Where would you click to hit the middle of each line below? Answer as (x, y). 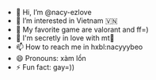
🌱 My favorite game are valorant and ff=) (82, 29)
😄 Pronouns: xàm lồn (51, 58)
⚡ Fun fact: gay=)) (45, 67)
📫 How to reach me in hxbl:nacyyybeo (79, 47)
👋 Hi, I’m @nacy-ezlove (54, 12)
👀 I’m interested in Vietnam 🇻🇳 (67, 21)
